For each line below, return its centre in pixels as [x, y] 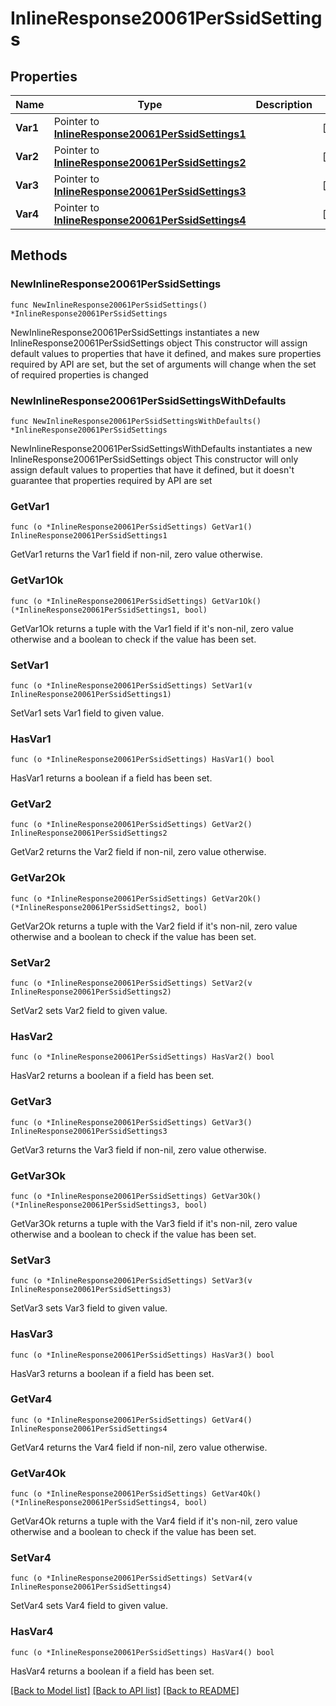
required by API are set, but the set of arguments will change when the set [163, 364]
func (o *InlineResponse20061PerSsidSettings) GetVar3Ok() [136, 1196]
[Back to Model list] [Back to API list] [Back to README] [125, 1690]
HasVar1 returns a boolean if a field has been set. [111, 778]
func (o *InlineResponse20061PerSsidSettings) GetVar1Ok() [136, 601]
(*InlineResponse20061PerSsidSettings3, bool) [109, 1205]
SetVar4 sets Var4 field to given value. [89, 1606]
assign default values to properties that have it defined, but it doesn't [152, 469]
